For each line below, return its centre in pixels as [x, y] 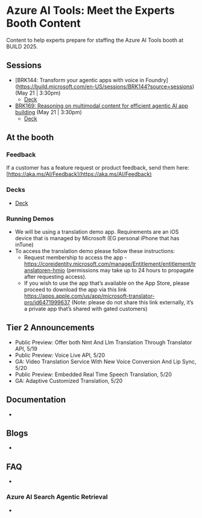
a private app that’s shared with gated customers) [86, 309]
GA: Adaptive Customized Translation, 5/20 [69, 380]
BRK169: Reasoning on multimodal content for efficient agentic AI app [102, 106]
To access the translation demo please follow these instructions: [95, 251]
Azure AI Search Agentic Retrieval [57, 497]
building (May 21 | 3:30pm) [49, 112]
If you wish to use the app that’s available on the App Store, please [107, 283]
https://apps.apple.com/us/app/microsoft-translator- [89, 296]
